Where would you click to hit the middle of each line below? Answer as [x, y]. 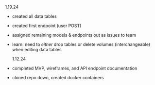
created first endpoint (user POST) [47, 26]
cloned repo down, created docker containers [58, 78]
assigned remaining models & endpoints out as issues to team [74, 35]
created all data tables [34, 16]
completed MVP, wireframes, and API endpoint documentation [75, 68]
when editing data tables [37, 50]
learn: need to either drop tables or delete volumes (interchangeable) [81, 44]
